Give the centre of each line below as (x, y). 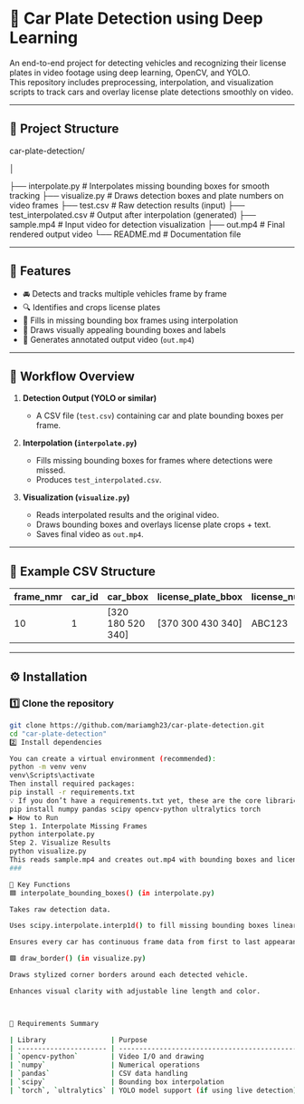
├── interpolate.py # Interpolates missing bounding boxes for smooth (139, 186)
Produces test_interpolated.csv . (99, 480)
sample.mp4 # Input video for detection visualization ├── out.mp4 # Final (147, 224)
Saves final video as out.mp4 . (90, 534)
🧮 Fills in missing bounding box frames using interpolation (130, 320)
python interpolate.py (52, 835)
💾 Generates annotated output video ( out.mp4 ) (108, 339)
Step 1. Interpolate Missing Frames (78, 826)
